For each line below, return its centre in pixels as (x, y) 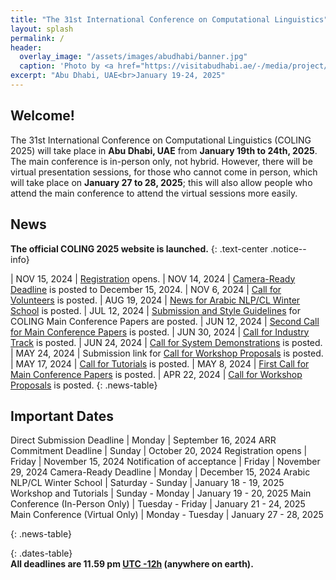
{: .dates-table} (41, 553)
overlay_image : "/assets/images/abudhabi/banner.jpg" (133, 57)
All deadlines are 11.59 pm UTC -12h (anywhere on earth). (132, 564)
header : (26, 47)
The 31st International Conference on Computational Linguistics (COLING (161, 140)
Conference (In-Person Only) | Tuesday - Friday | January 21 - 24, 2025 (158, 504)
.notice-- (288, 248)
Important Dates (62, 416)
